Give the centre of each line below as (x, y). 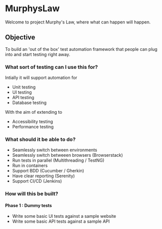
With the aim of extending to (34, 112)
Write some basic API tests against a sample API (61, 221)
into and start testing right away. (38, 54)
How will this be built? (32, 194)
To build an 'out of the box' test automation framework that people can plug (81, 49)
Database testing (29, 103)
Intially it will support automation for (41, 78)
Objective (20, 37)
